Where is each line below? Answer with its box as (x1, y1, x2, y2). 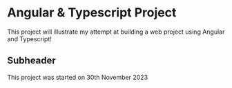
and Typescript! (7, 34, 52, 43)
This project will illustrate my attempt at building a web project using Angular (7, 27, 225, 36)
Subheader (7, 55, 57, 67)
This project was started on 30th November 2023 (7, 73, 148, 81)
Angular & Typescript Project (7, 5, 177, 21)
